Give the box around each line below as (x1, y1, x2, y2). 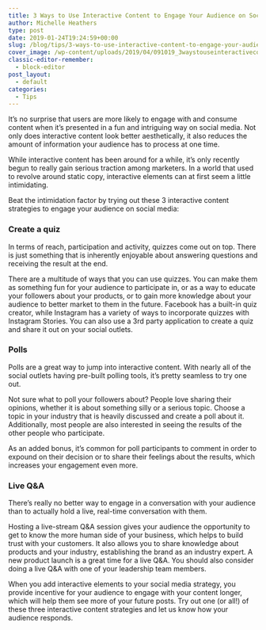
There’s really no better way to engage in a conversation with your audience (8, 498, 256, 508)
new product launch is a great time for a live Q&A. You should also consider (8, 556, 254, 565)
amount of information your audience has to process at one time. (8, 139, 220, 149)
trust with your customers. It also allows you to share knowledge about (8, 539, 239, 548)
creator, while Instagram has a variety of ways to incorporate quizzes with (8, 307, 249, 317)
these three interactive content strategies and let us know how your (8, 605, 229, 614)
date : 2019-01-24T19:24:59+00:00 (8, 33, 119, 42)
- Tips (15, 93, 37, 101)
